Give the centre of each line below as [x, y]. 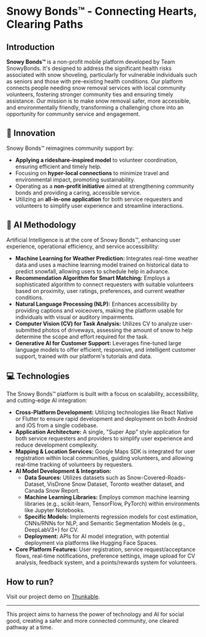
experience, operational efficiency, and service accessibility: [83, 246]
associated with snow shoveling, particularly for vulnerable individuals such [102, 75]
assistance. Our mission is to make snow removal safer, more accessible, [99, 101]
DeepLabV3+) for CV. [51, 530]
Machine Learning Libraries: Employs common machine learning [107, 497]
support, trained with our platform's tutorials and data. [83, 356]
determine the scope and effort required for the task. [82, 337]
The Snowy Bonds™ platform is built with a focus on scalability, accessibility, [103, 394]
